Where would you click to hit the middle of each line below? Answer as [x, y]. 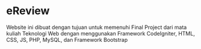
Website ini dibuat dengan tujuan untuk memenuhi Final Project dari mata [97, 27]
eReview [28, 11]
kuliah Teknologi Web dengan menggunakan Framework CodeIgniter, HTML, [100, 33]
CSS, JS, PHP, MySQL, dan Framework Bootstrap [67, 40]
